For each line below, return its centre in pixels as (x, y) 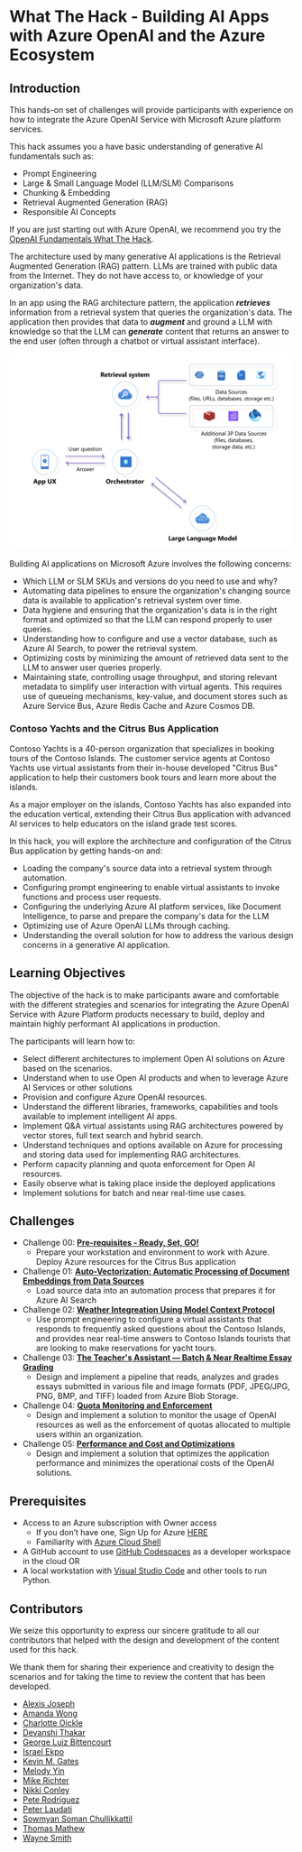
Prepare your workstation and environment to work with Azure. (153, 1252)
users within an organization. (90, 1434)
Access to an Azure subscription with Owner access (119, 1523)
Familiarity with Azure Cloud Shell (98, 1542)
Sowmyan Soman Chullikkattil (78, 1819)
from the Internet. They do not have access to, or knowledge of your (137, 276)
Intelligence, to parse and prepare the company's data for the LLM (146, 916)
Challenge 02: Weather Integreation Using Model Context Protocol (148, 1310)
